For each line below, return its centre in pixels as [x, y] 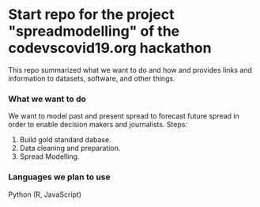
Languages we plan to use [59, 177]
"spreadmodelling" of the [94, 31]
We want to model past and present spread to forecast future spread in [124, 116]
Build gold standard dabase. [66, 140]
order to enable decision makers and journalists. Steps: [98, 125]
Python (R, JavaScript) [45, 194]
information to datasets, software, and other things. [92, 78]
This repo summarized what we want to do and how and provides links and [130, 70]
